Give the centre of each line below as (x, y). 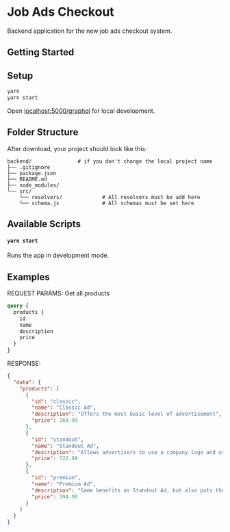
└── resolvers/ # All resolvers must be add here (110, 197)
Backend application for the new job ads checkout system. (90, 31)
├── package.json (32, 173)
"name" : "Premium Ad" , (64, 484)
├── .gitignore (29, 167)
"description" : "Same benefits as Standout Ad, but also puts (122, 490)
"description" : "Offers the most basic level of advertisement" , (127, 414)
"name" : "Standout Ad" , (65, 446)
